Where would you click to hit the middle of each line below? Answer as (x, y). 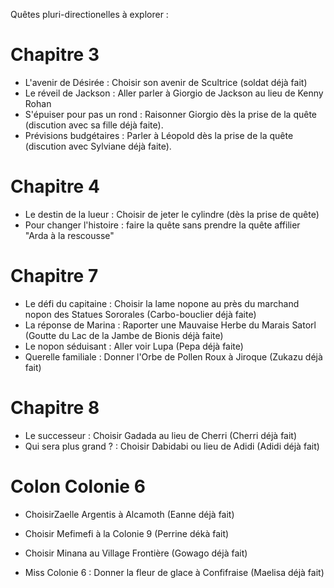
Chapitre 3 (55, 55)
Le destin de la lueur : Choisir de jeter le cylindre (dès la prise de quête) (172, 214)
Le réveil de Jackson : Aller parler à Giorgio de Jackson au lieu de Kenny (174, 93)
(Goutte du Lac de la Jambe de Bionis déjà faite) (124, 335)
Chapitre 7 (54, 276)
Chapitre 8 (55, 408)
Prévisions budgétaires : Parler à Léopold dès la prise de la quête (159, 135)
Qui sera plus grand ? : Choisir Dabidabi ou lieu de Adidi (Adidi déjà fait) (172, 446)
